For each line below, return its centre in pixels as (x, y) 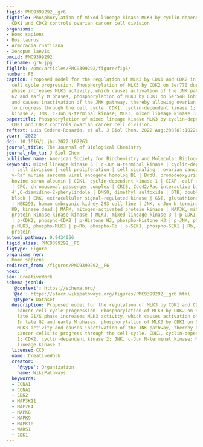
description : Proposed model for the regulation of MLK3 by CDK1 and (101, 305)
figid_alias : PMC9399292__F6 (43, 243)
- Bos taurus (23, 40)
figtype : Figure (27, 249)
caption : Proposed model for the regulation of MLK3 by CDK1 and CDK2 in (101, 79)
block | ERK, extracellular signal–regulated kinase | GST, (89, 198)
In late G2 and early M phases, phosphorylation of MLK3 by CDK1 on (105, 322)
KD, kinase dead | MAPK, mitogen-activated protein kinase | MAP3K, (100, 209)
